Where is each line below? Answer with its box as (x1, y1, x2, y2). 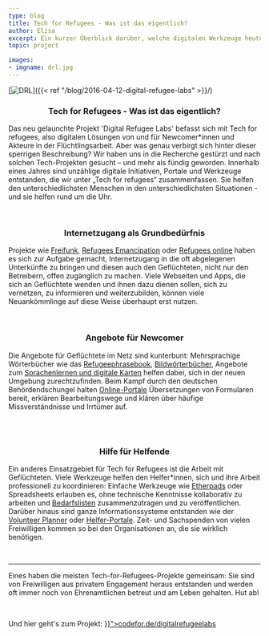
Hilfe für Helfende (98, 446, 171, 457)
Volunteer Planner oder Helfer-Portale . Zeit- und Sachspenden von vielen (8, 515, 251, 525)
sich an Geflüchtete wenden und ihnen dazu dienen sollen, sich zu (8, 280, 228, 290)
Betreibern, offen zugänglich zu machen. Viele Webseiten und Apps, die (8, 271, 246, 281)
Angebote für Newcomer (85, 332, 184, 343)
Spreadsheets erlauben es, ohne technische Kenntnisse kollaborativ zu (8, 490, 243, 500)
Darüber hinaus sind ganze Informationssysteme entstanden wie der (8, 507, 235, 516)
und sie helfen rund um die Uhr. (8, 192, 112, 201)
